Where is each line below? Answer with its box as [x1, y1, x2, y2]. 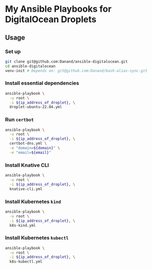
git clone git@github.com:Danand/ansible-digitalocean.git [5, 59, 128, 64]
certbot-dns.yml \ [9, 141, 47, 146]
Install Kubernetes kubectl [5, 234, 69, 241]
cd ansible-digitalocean [5, 64, 56, 69]
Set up [5, 48, 21, 55]
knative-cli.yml [9, 186, 43, 192]
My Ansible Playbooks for [5, 3, 112, 15]
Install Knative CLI [5, 162, 49, 169]
